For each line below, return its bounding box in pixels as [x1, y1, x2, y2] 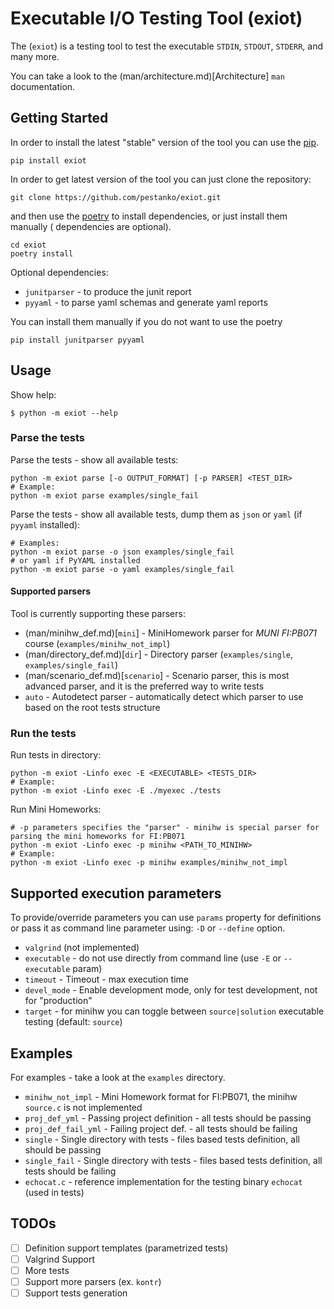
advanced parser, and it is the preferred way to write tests [24, 680, 265, 692]
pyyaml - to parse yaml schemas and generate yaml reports [24, 296, 268, 308]
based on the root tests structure [24, 702, 161, 714]
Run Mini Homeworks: [10, 803, 102, 816]
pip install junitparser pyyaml [10, 335, 145, 345]
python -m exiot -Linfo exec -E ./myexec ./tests [10, 786, 222, 796]
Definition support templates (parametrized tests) [24, 1242, 229, 1254]
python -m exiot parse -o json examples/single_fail [10, 547, 235, 557]
